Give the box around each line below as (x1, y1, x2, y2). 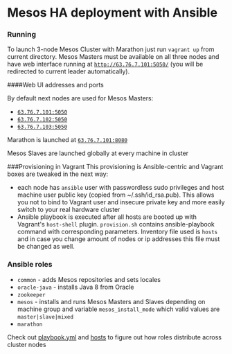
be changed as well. (17, 242, 75, 251)
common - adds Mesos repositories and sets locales (17, 275, 161, 283)
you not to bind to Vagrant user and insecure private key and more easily (17, 198, 225, 206)
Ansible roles (7, 260, 53, 269)
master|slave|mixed (17, 313, 74, 320)
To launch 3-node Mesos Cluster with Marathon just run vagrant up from (7, 45, 215, 53)
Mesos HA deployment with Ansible (7, 5, 218, 21)
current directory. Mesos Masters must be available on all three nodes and (7, 53, 220, 61)
